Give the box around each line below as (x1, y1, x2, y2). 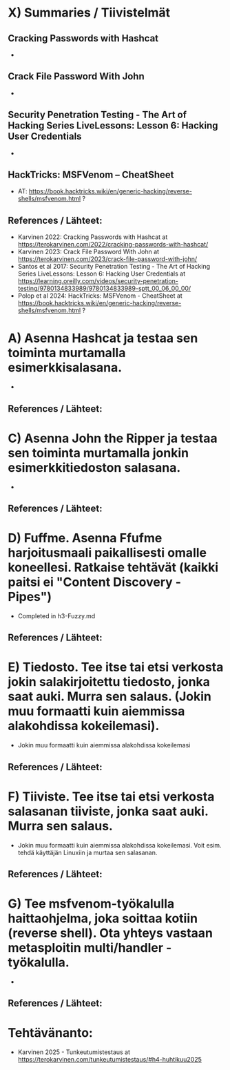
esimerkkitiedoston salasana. (8, 459, 181, 475)
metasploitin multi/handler (8, 940, 164, 956)
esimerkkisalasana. (8, 360, 123, 376)
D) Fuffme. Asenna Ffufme (8, 531, 163, 546)
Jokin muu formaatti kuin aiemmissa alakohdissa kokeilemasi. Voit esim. (17, 841, 222, 849)
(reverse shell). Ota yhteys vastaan (8, 926, 213, 941)
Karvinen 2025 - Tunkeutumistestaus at (17, 1048, 130, 1056)
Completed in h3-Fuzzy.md (17, 611, 96, 620)
